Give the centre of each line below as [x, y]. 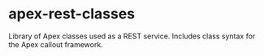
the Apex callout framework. [56, 44]
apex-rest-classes [72, 14]
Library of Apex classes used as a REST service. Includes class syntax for [132, 36]
